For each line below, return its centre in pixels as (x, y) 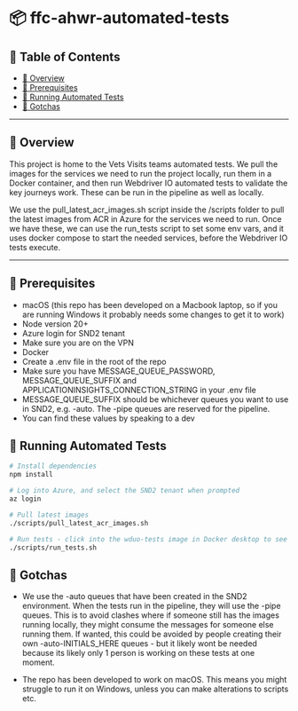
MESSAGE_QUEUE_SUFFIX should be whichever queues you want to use (155, 399)
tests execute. (35, 247)
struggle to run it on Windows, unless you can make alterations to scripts (155, 689)
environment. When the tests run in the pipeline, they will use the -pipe (151, 606)
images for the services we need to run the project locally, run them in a (141, 173)
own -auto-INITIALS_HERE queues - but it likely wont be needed (139, 644)
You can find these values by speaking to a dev (108, 418)
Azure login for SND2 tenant (74, 333)
